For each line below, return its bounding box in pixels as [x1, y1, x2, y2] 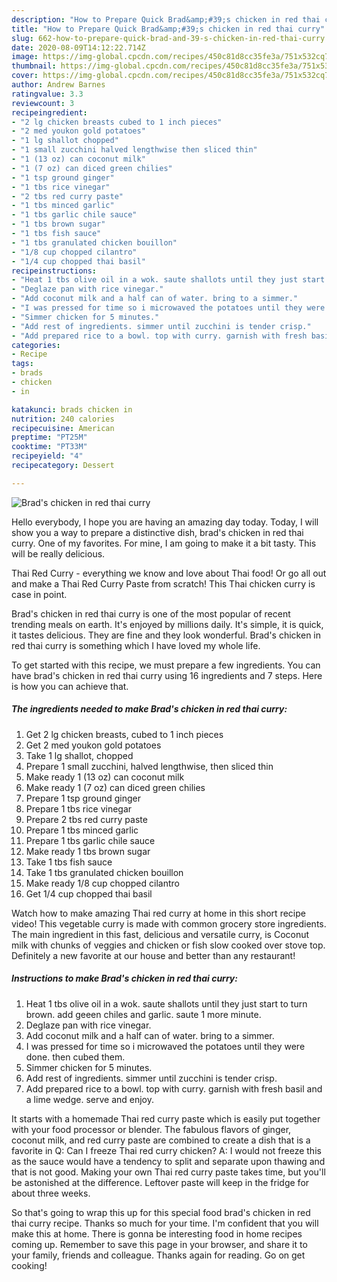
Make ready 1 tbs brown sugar [25, 845, 151, 857]
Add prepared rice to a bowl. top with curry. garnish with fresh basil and [25, 1082, 323, 1095]
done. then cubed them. [25, 1051, 126, 1063]
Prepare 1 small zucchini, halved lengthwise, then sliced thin [25, 760, 274, 772]
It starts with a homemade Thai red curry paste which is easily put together [11, 1112, 321, 1125]
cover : [11, 71, 39, 81]
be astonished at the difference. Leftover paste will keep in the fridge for [11, 1176, 310, 1188]
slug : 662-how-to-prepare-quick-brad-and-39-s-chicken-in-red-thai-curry [11, 33, 326, 43]
